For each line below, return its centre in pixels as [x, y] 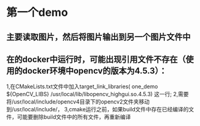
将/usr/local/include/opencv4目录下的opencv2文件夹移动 [78, 102]
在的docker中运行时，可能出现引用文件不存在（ [96, 59]
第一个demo [37, 12]
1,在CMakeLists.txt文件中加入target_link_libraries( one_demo [82, 86]
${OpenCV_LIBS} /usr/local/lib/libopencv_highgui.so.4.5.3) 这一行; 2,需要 [98, 94]
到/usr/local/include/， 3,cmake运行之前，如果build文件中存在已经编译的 [98, 110]
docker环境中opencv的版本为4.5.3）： [95, 71]
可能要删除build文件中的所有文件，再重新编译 [74, 117]
